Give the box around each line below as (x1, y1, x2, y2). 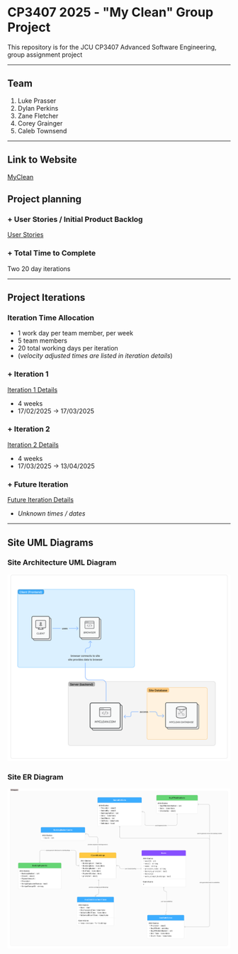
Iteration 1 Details (7, 385, 58, 394)
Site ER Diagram (7, 772, 64, 782)
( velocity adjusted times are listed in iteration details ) (17, 352, 173, 360)
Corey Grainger (17, 118, 63, 128)
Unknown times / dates (17, 509, 86, 518)
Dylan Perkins (17, 104, 59, 112)
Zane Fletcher (17, 111, 59, 120)
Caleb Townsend (17, 126, 67, 135)
